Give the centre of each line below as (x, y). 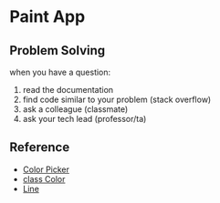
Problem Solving (58, 51)
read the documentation (68, 90)
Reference (40, 147)
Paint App (47, 17)
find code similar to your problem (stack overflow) (117, 99)
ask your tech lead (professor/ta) (84, 119)
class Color (44, 178)
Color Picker (46, 169)
